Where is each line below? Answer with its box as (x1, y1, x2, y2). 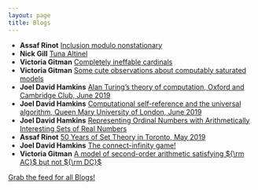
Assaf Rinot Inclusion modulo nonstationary (19, 40, 163, 49)
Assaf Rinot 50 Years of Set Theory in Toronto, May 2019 (19, 132, 206, 141)
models (19, 74, 44, 83)
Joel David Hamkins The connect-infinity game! (19, 141, 176, 150)
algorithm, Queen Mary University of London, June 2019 (19, 107, 202, 116)
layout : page (8, 11, 51, 20)
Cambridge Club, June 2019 (19, 90, 111, 100)
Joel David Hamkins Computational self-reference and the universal (19, 99, 241, 108)
